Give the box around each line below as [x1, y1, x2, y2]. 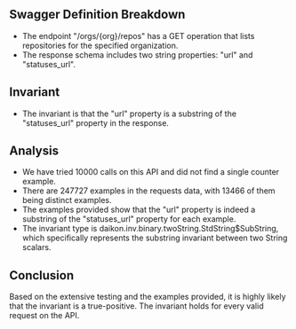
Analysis [9, 144, 60, 159]
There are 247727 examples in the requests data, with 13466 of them [21, 185, 276, 196]
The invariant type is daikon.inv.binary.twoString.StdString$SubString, [21, 223, 279, 234]
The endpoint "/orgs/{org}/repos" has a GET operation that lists [21, 30, 255, 41]
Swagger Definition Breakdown [9, 7, 186, 22]
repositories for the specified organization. [21, 40, 179, 51]
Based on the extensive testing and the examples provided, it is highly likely [9, 292, 286, 302]
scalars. [21, 242, 52, 253]
